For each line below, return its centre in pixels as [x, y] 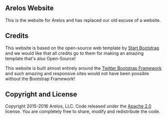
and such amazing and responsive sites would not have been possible [77, 73]
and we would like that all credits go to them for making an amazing [75, 53]
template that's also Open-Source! [41, 58]
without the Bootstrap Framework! [40, 79]
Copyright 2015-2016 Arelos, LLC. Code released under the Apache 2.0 [78, 106]
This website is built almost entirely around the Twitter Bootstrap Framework [83, 68]
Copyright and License [41, 94]
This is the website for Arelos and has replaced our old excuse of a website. [83, 20]
